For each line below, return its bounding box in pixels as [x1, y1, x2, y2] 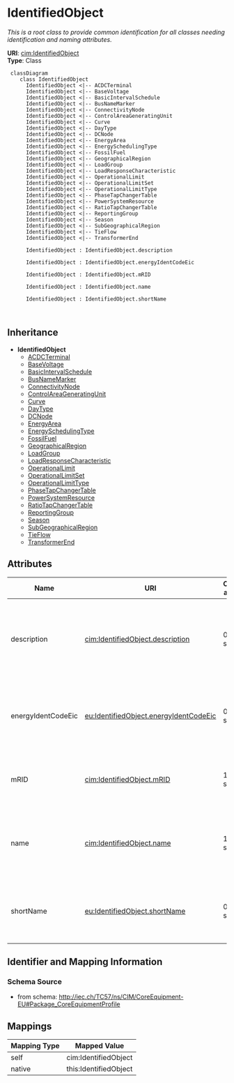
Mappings [7, 1020, 52, 1032]
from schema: [17, 992, 58, 1001]
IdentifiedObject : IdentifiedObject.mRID [25, 271, 151, 278]
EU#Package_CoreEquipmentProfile [17, 1000, 120, 1008]
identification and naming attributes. [7, 35, 113, 43]
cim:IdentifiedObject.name [84, 838, 171, 848]
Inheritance [7, 326, 58, 339]
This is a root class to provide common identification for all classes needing [7, 28, 225, 36]
